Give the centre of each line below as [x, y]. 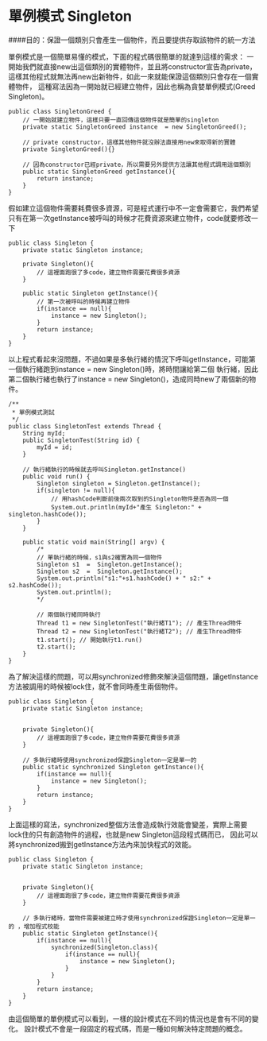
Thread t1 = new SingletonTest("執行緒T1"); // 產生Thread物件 [139, 623]
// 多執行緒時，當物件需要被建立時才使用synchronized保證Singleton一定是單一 [139, 918]
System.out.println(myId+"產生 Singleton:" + [126, 507]
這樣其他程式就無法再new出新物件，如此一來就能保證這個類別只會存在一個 [130, 76]
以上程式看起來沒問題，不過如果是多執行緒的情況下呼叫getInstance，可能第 [132, 359]
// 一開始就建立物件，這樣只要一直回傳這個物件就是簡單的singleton [121, 120]
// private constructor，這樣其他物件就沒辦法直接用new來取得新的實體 [129, 142]
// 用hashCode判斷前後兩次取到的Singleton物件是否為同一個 [139, 499]
